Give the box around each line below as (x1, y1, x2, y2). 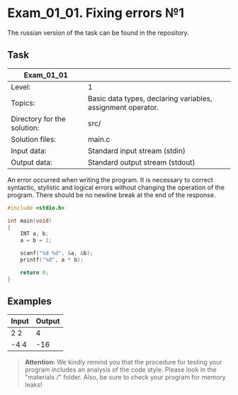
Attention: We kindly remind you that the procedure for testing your (24, 358, 222, 367)
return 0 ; (20, 269, 50, 276)
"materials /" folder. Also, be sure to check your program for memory (24, 373, 226, 382)
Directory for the (11, 113, 66, 123)
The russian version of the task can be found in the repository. (7, 28, 189, 37)
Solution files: (11, 134, 57, 144)
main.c (87, 134, 110, 144)
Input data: (11, 145, 47, 155)
